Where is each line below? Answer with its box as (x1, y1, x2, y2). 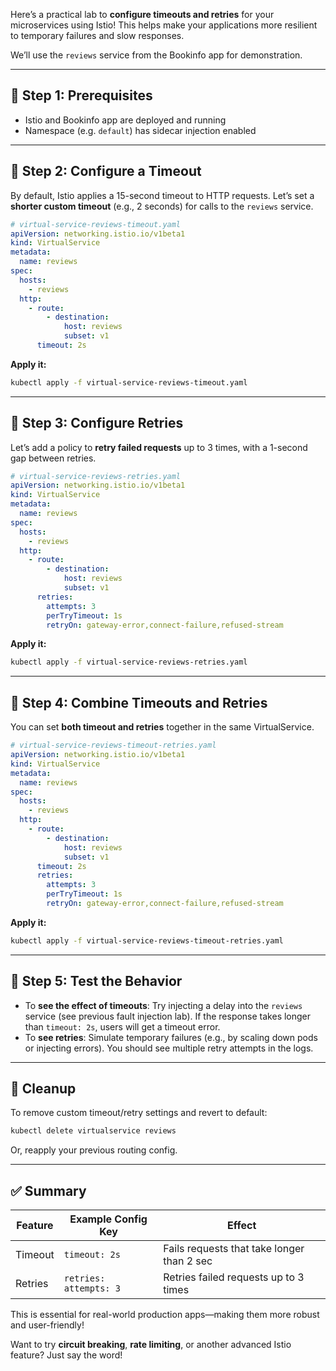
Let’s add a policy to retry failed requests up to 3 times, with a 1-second (10, 441, 308, 453)
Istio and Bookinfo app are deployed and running (24, 114, 227, 126)
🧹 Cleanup (10, 1080, 77, 1097)
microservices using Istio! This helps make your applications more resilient (10, 19, 318, 31)
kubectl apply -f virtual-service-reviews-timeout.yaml (10, 377, 248, 388)
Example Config (69, 1212, 148, 1226)
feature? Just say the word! (10, 1349, 123, 1361)
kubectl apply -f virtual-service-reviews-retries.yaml (10, 657, 248, 668)
